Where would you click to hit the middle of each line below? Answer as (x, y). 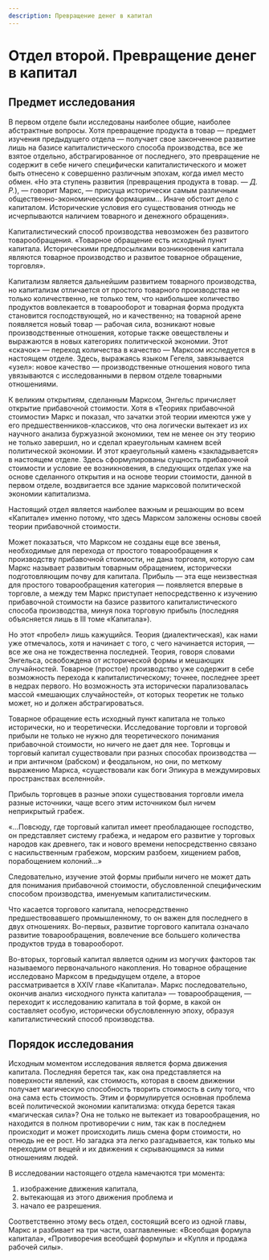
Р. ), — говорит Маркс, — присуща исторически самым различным (123, 190)
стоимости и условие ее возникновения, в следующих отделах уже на (130, 468)
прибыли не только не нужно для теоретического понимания (114, 735)
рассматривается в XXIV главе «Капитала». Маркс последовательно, (128, 985)
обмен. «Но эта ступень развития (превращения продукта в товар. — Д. (133, 181)
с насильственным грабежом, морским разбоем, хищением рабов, (125, 852)
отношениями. (33, 384)
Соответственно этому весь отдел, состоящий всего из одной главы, (128, 1221)
